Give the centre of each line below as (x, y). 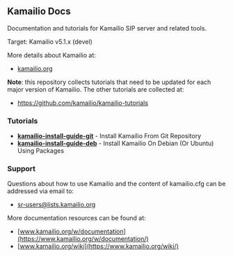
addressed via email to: (41, 191)
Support (22, 169)
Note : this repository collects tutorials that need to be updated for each (109, 82)
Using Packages (41, 151)
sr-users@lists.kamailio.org (56, 205)
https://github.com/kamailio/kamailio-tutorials (82, 103)
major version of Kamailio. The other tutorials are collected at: (96, 89)
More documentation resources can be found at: (77, 218)
